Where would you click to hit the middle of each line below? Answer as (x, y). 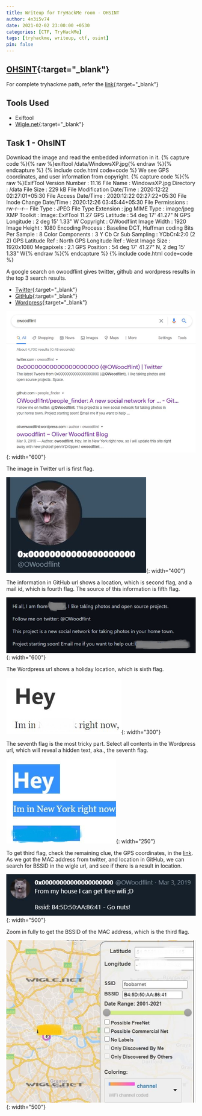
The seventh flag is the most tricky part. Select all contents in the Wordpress (101, 744)
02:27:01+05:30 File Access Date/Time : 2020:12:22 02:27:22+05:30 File (96, 196)
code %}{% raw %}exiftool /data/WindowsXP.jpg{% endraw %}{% (89, 164)
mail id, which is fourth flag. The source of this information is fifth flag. (93, 589)
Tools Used (28, 103)
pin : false (20, 45)
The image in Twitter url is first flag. (50, 469)
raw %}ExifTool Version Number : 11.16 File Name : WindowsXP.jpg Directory (101, 183)
